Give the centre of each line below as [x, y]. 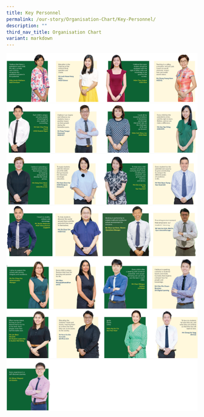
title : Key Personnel [34, 13]
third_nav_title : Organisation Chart [54, 32]
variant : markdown [29, 39]
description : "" [27, 25]
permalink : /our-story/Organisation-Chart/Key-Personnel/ [81, 19]
